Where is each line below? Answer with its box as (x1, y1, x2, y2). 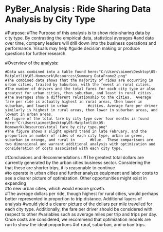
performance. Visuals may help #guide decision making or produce (5, 45, 140, 51)
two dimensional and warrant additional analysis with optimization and (5, 142, 156, 146)
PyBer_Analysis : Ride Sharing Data (5, 3, 151, 15)
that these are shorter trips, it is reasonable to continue (5, 164, 115, 171)
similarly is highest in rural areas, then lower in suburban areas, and (5, 107, 158, 112)
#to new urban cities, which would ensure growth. (5, 185, 106, 191)
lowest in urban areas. (5, 112, 54, 117)
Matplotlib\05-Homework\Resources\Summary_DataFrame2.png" (5, 73, 127, 78)
